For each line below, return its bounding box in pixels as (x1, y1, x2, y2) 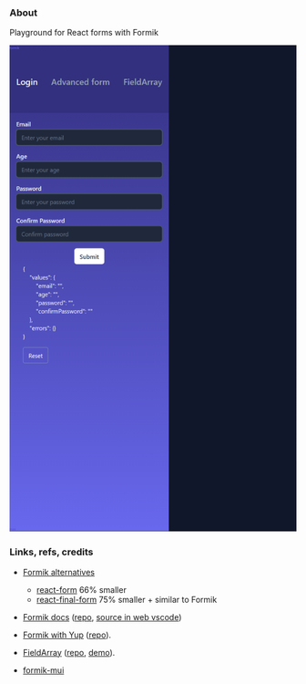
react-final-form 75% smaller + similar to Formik (36, 594, 218, 605)
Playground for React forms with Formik (9, 27, 159, 38)
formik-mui (22, 664, 65, 676)
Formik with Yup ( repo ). (22, 629, 112, 640)
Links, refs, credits (9, 545, 94, 558)
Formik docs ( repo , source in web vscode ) (22, 611, 182, 622)
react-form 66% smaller (36, 584, 127, 595)
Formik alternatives (22, 566, 96, 577)
